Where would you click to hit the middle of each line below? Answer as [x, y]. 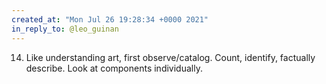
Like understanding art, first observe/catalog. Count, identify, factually [170, 57]
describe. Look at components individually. [114, 68]
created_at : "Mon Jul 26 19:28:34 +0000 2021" [110, 19]
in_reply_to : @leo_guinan [65, 29]
